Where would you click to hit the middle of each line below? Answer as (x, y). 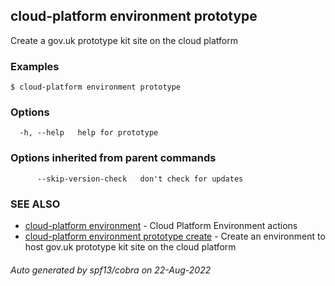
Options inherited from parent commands (113, 158)
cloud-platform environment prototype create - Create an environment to (175, 236)
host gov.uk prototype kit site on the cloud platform (130, 247)
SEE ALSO (35, 204)
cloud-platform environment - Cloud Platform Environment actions (161, 225)
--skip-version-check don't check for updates (140, 179)
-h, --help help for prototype (89, 133)
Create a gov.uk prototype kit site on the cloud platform (124, 40)
